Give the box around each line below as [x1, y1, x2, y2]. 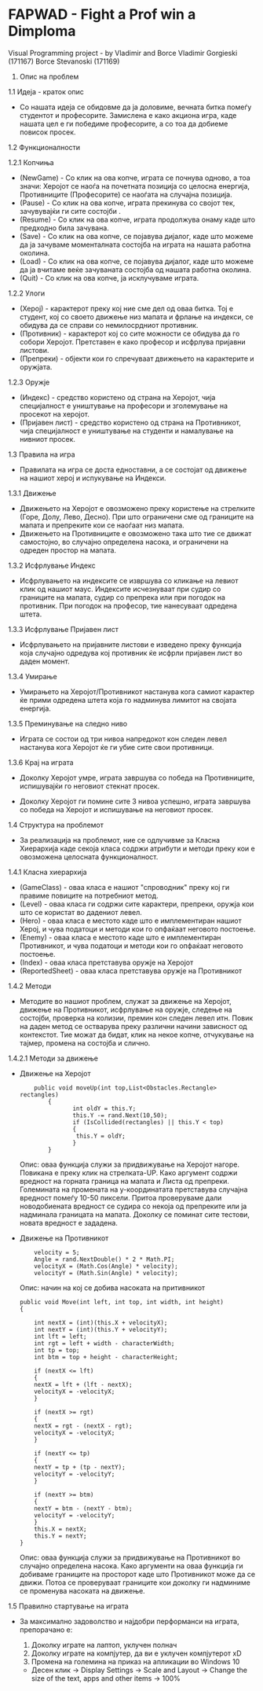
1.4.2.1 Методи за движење [8, 1053, 99, 1063]
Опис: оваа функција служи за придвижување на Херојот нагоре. [19, 1160, 239, 1169]
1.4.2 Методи [8, 981, 52, 991]
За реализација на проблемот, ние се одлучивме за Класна [19, 835, 221, 844]
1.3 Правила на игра [8, 450, 76, 459]
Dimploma [8, 22, 76, 40]
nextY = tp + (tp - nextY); [34, 1463, 126, 1471]
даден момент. [19, 656, 70, 666]
